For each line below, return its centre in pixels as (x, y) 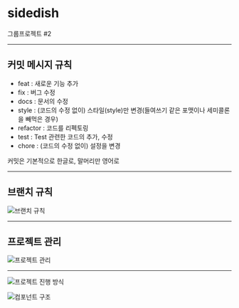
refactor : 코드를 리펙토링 (53, 128)
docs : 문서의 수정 (43, 101)
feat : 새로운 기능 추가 (48, 83)
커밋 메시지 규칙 (40, 65)
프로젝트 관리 (34, 241)
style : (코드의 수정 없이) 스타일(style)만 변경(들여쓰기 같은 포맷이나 (111, 110)
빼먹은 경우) (42, 119)
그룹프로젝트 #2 (30, 33)
